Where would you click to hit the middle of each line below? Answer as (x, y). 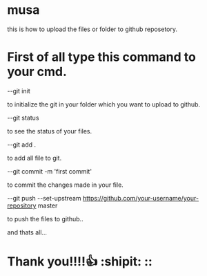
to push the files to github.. (46, 219)
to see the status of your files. (50, 131)
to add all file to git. (34, 158)
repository (22, 205)
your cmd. (37, 72)
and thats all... (27, 232)
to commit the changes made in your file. (66, 185)
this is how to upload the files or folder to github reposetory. (92, 29)
